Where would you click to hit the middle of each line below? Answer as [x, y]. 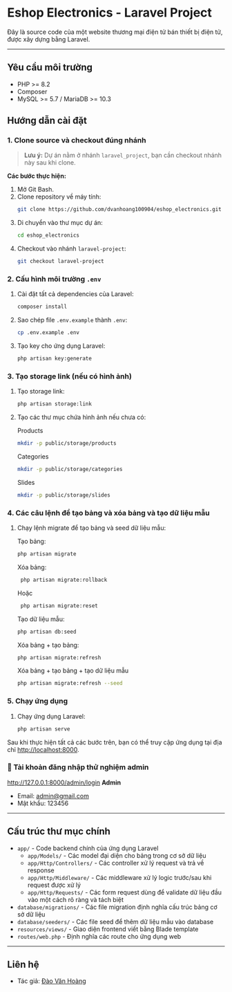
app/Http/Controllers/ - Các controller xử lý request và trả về [116, 863]
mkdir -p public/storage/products [67, 443]
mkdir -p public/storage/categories [70, 469]
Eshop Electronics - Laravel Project [110, 13]
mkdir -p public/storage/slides [64, 495]
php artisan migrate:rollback [64, 580]
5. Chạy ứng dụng [38, 701]
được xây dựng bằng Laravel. [49, 39]
